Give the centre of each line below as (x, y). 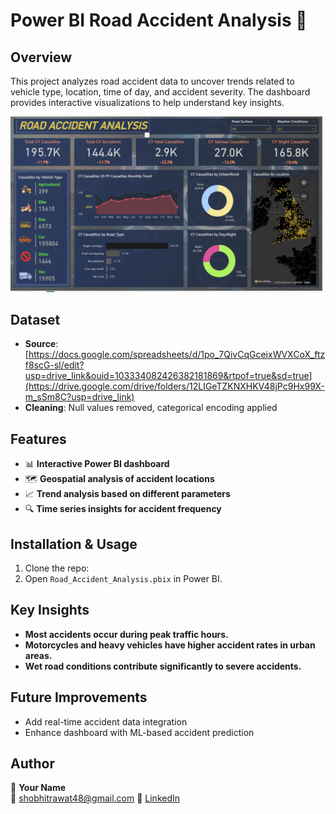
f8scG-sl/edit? (54, 365)
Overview (41, 57)
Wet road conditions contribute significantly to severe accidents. (163, 666)
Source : (41, 344)
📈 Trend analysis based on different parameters (127, 494)
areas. (38, 655)
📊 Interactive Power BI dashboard (97, 464)
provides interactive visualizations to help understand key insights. (147, 102)
